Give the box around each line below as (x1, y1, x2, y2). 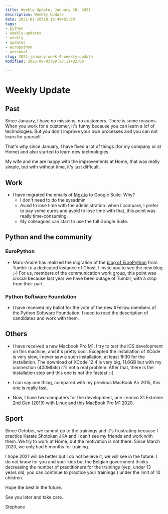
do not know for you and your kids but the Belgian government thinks (5, 458, 148, 464)
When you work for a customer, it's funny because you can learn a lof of (5, 123, 155, 129)
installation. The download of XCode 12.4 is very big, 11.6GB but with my (12, 359, 162, 365)
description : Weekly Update (5, 12, 64, 17)
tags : (5, 21, 17, 27)
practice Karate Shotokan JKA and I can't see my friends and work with (5, 433, 153, 439)
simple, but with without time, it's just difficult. (5, 164, 100, 170)
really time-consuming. (20, 213, 68, 219)
